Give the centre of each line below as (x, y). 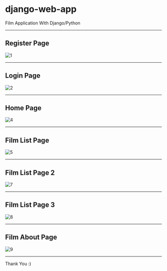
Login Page (23, 76)
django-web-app (41, 9)
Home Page (23, 108)
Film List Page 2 (30, 173)
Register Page (27, 43)
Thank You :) (18, 264)
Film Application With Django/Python (43, 23)
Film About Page (31, 237)
